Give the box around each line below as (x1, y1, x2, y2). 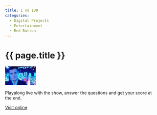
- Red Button (9, 28, 36, 34)
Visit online (5, 105, 28, 111)
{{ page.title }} (5, 50, 66, 61)
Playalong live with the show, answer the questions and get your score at (5, 90, 152, 96)
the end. (5, 95, 22, 101)
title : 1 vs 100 (5, 8, 38, 13)
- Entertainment (9, 23, 43, 28)
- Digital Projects (9, 18, 49, 23)
